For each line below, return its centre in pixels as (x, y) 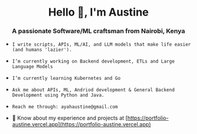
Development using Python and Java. (58, 96)
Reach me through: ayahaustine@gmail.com (65, 107)
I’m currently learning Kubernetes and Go (66, 78)
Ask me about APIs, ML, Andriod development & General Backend (93, 90)
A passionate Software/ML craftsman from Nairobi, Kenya (98, 31)
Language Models (32, 67)
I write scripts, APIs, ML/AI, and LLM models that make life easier (102, 44)
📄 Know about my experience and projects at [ (70, 118)
